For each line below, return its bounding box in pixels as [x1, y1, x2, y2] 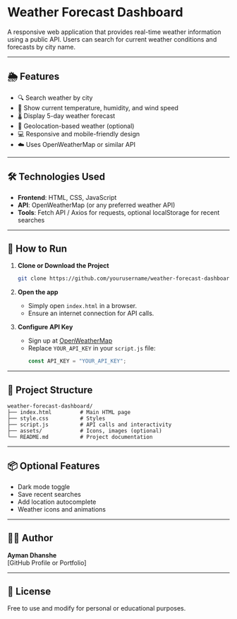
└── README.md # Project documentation [7, 433, 153, 440]
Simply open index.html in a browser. [28, 302, 138, 310]
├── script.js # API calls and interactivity [7, 421, 172, 428]
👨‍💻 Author [7, 532, 54, 544]
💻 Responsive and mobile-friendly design [17, 129, 140, 138]
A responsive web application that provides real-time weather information [7, 28, 221, 36]
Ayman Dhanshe [7, 550, 57, 559]
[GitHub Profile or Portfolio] [7, 558, 87, 567]
